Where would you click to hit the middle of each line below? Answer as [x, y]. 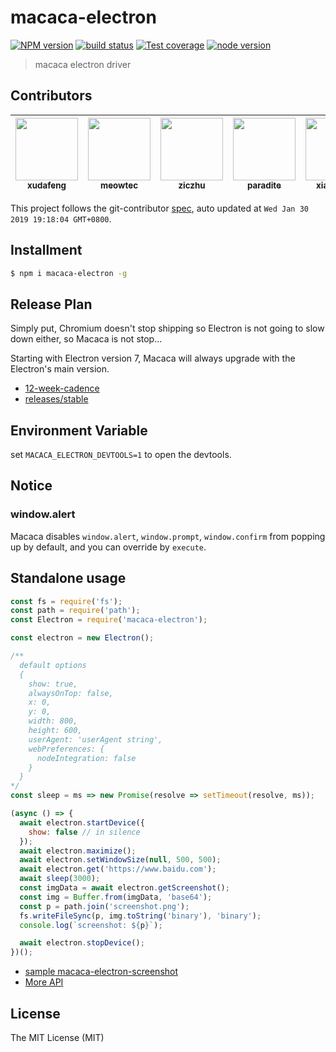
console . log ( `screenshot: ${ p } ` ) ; [91, 925]
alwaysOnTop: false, [71, 693]
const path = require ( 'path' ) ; [75, 611]
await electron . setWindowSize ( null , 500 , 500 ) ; [120, 860]
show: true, [53, 684]
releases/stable [56, 399]
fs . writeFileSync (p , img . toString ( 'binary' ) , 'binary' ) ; [140, 916]
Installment [46, 250]
